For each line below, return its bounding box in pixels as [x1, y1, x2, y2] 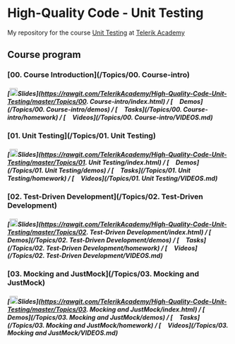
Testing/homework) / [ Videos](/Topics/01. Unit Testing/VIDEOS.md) [7, 174, 218, 182]
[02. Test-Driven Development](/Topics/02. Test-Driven [7, 192, 203, 202]
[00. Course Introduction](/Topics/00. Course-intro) [7, 70, 191, 80]
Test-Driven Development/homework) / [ [45, 244, 168, 252]
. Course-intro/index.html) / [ [86, 97, 174, 105]
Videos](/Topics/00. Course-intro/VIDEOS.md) [72, 113, 213, 121]
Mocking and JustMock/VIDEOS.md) [7, 328, 119, 337]
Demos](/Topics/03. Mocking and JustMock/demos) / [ [7, 313, 173, 321]
